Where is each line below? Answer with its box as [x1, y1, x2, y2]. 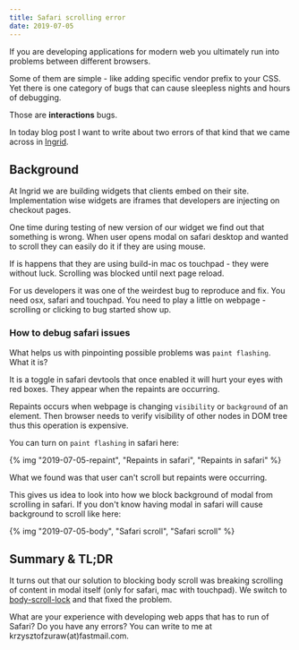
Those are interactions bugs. [9, 109, 118, 120]
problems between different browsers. [9, 56, 150, 66]
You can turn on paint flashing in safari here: [9, 437, 179, 448]
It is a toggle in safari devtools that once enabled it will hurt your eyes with [9, 373, 284, 385]
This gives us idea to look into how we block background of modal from [9, 489, 273, 500]
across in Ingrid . [9, 136, 69, 147]
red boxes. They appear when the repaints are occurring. [9, 383, 220, 394]
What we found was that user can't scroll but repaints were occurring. [9, 472, 268, 483]
